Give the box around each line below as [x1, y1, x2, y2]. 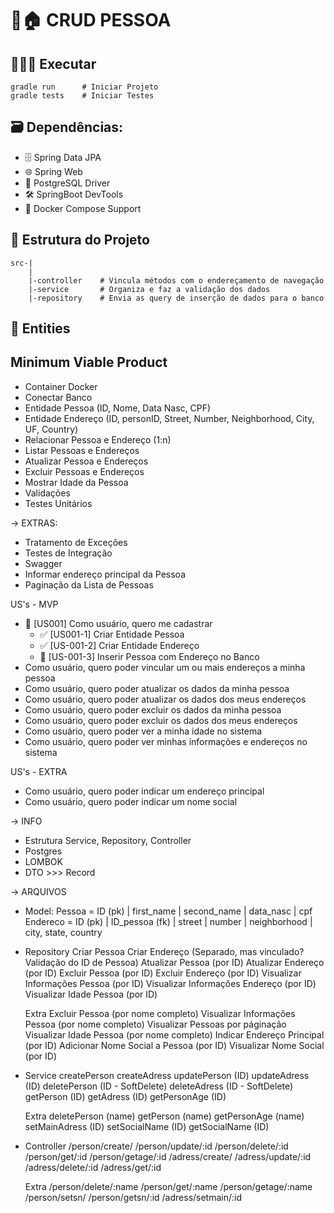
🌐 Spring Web [24, 165, 83, 177]
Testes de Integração [24, 547, 113, 559]
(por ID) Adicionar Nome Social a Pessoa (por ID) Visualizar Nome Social [24, 1039, 325, 1051]
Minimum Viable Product [10, 354, 168, 371]
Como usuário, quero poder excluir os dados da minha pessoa [24, 703, 282, 716]
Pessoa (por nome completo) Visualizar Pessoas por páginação [24, 1018, 287, 1030]
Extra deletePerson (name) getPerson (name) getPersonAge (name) [24, 1110, 305, 1122]
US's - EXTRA [10, 765, 68, 777]
